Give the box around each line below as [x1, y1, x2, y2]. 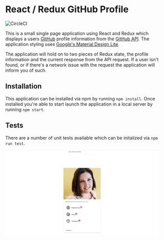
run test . [5, 140, 26, 146]
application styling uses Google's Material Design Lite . [5, 41, 120, 47]
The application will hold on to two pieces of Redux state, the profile [5, 51, 149, 57]
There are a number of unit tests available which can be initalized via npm [5, 135, 158, 141]
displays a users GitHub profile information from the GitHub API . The [5, 36, 150, 42]
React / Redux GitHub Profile [5, 4, 129, 15]
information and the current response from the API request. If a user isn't [5, 56, 159, 62]
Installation [5, 82, 42, 91]
